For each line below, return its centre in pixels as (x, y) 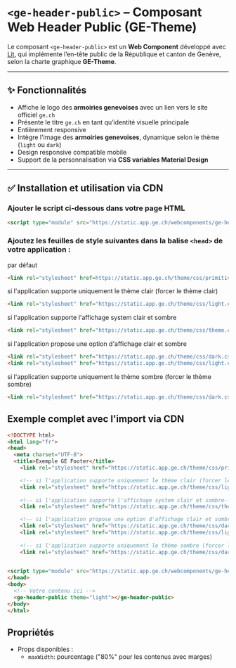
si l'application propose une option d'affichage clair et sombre (97, 344)
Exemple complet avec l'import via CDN (96, 419)
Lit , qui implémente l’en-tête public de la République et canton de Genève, (114, 54)
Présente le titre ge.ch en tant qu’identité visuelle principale (103, 122)
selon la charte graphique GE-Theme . (62, 61)
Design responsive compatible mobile (72, 152)
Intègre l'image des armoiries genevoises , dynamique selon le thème (118, 137)
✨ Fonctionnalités (47, 90)
